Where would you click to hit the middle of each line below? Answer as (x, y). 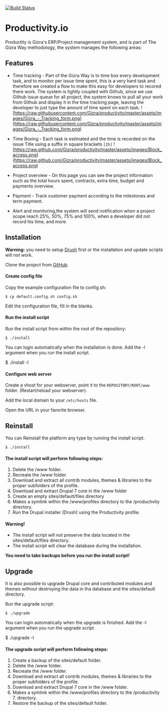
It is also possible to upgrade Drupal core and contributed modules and (79, 584)
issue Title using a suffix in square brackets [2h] (62, 144)
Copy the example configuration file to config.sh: (56, 287)
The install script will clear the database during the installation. (77, 546)
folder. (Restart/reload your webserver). (46, 391)
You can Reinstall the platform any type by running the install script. (75, 438)
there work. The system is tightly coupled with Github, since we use (82, 91)
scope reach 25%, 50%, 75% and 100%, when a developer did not (81, 216)
